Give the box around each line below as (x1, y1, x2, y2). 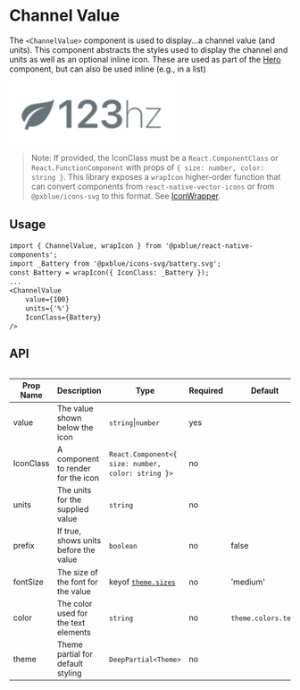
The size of (56, 566, 98, 577)
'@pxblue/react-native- (164, 242, 254, 251)
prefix (12, 540, 35, 550)
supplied (56, 504, 89, 515)
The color (56, 598, 93, 609)
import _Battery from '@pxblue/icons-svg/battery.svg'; (9, 260, 221, 268)
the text (56, 617, 86, 627)
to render (56, 463, 91, 473)
